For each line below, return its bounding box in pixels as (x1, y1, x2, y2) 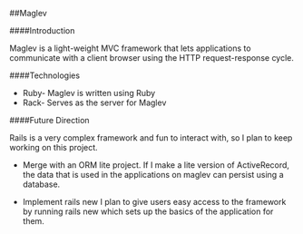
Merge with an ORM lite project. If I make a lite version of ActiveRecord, (22, 160, 290, 171)
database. (22, 179, 61, 190)
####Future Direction (9, 115, 90, 125)
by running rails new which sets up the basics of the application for (22, 206, 274, 217)
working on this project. (9, 142, 98, 152)
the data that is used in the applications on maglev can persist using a (22, 170, 284, 180)
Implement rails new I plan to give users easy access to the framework (22, 197, 287, 207)
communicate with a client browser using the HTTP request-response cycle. (9, 53, 295, 63)
